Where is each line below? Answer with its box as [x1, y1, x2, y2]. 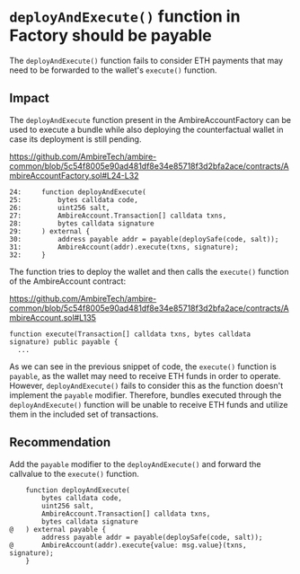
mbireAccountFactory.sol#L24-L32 [9, 170, 139, 181]
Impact [9, 91, 49, 106]
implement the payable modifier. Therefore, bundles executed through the [9, 389, 282, 401]
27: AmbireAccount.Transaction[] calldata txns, [9, 211, 227, 220]
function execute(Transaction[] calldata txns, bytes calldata [9, 330, 251, 339]
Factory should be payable [9, 25, 213, 46]
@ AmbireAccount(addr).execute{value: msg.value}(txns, [9, 541, 247, 550]
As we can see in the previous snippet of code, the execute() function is [9, 361, 277, 372]
